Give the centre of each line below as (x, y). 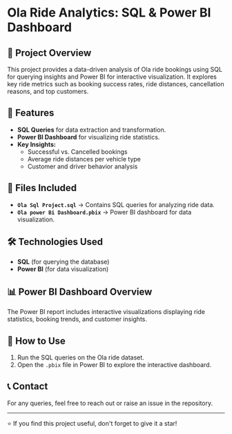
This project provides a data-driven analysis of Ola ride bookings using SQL (115, 69)
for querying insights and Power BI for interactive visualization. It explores (112, 77)
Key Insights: (37, 144)
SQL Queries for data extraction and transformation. (91, 130)
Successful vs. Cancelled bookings (77, 151)
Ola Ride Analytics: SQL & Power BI (109, 13)
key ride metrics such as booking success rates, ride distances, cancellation (116, 84)
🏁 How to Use (36, 341)
